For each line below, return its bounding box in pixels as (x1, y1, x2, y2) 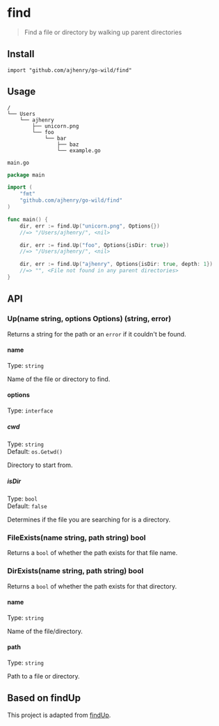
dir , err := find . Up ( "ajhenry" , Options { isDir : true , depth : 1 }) (19, 260, 213, 268)
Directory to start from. (7, 461, 73, 469)
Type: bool (7, 494, 38, 503)
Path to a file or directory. (7, 672, 80, 680)
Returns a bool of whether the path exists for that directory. (7, 581, 177, 591)
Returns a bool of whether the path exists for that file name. (7, 549, 178, 557)
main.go (7, 159, 30, 166)
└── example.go (56, 147, 101, 154)
